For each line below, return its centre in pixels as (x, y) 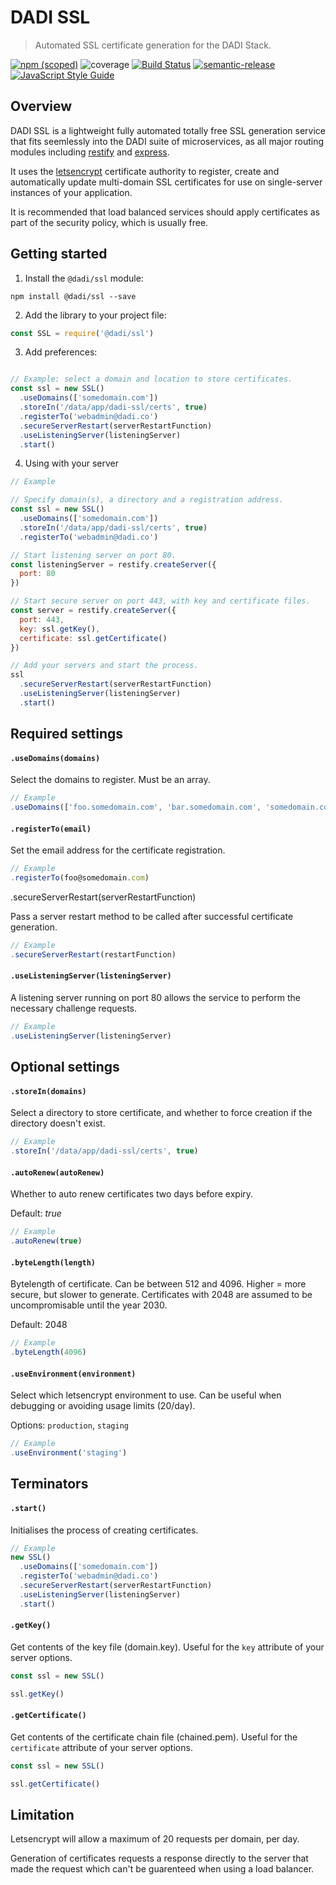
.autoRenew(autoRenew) (57, 1172)
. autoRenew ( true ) (46, 1241)
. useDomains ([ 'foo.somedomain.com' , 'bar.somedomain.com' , (136, 807)
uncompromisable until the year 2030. (89, 1305)
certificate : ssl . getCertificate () (93, 638)
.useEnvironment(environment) (73, 1374)
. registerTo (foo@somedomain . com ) (80, 878)
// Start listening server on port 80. (93, 555)
